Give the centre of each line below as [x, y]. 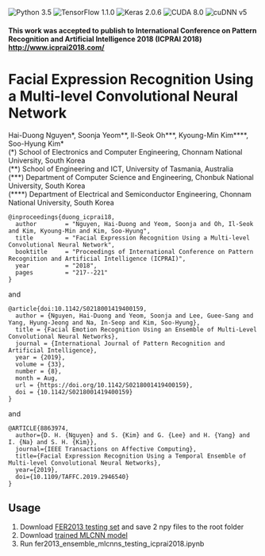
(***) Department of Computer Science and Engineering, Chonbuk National [131, 177]
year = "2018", [56, 266]
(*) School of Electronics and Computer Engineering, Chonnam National [125, 151]
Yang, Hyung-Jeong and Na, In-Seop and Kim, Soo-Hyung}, [104, 322]
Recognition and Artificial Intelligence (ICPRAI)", [97, 259]
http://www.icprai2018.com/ [56, 47]
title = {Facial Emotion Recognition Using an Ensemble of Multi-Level [136, 329]
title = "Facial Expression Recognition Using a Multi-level [132, 238]
